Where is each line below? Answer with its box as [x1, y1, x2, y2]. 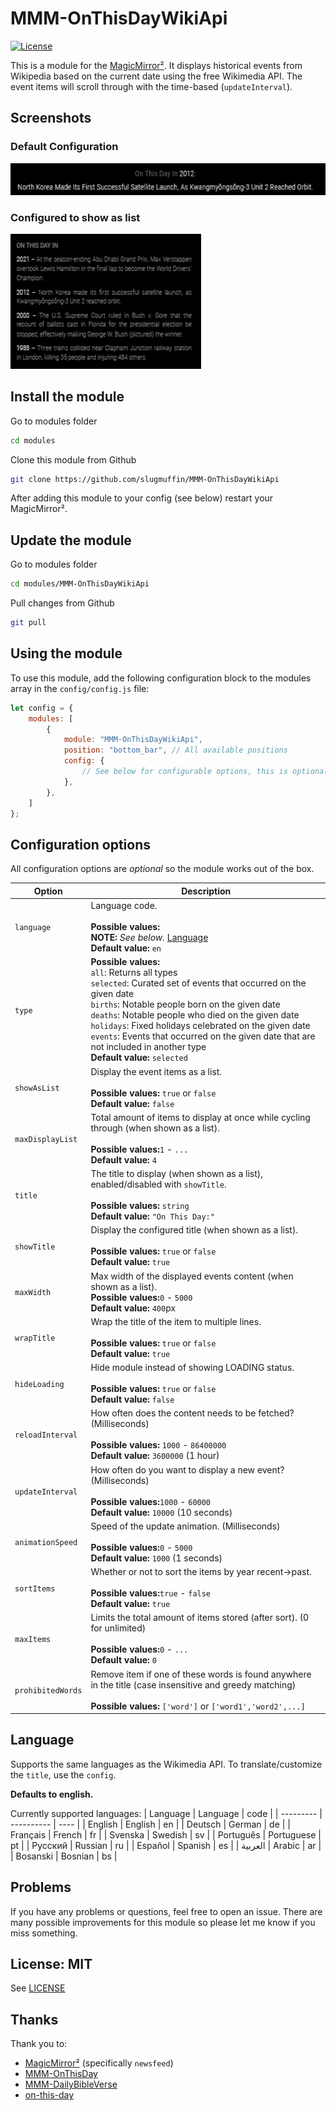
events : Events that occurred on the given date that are [90, 1030, 316, 1042]
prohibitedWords [14, 1686, 83, 1696]
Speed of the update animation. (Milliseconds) [90, 1520, 281, 1532]
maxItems [14, 1635, 52, 1645]
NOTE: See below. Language [90, 932, 209, 944]
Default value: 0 [90, 1654, 157, 1666]
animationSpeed [14, 1538, 78, 1548]
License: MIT [10, 1956, 93, 1973]
